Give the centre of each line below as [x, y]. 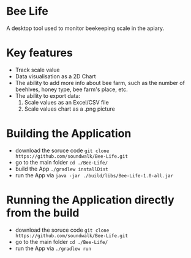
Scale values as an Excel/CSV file [66, 102]
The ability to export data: [48, 95]
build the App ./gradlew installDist [62, 169]
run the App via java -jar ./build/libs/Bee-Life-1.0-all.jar [94, 175]
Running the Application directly [90, 200]
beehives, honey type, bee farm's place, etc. [72, 89]
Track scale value [37, 70]
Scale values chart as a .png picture [69, 109]
